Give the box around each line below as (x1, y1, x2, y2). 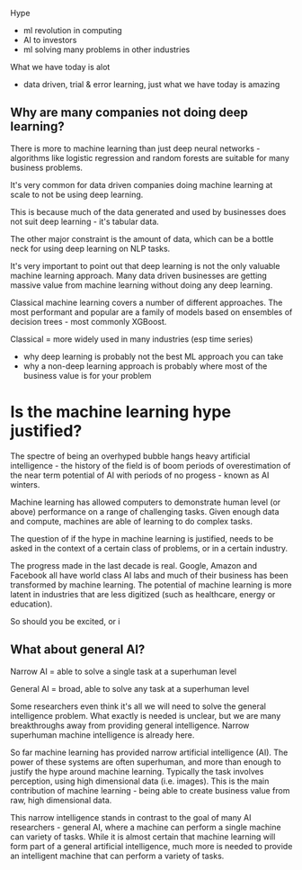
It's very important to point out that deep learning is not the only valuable (10, 260, 280, 271)
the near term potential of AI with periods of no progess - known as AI (10, 470, 270, 480)
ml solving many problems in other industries (22, 44, 191, 55)
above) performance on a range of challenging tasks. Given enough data (10, 506, 280, 516)
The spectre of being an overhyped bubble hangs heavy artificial (10, 450, 251, 462)
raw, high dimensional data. (10, 794, 112, 805)
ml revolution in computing (22, 25, 122, 35)
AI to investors (22, 35, 77, 45)
